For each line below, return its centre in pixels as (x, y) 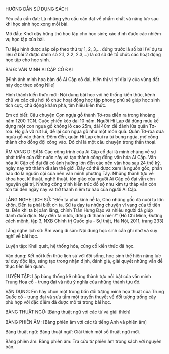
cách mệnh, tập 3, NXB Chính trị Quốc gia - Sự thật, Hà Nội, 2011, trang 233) (84, 221)
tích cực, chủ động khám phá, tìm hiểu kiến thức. (56, 105)
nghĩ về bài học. (22, 236)
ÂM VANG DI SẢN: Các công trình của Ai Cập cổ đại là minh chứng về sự (81, 152)
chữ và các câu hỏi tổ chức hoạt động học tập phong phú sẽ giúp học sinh (83, 100)
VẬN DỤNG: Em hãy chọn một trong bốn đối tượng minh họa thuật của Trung (85, 291)
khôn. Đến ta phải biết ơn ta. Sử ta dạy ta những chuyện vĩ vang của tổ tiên (83, 205)
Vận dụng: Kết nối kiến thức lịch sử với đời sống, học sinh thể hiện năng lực (83, 256)
